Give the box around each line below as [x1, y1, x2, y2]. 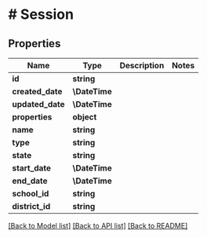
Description [119, 60, 165, 71]
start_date [12, 163, 52, 174]
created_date [12, 86, 63, 97]
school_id [12, 189, 49, 199]
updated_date [12, 99, 65, 109]
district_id [12, 201, 51, 211]
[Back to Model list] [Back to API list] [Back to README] [8, 222, 188, 230]
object [72, 112, 97, 123]
